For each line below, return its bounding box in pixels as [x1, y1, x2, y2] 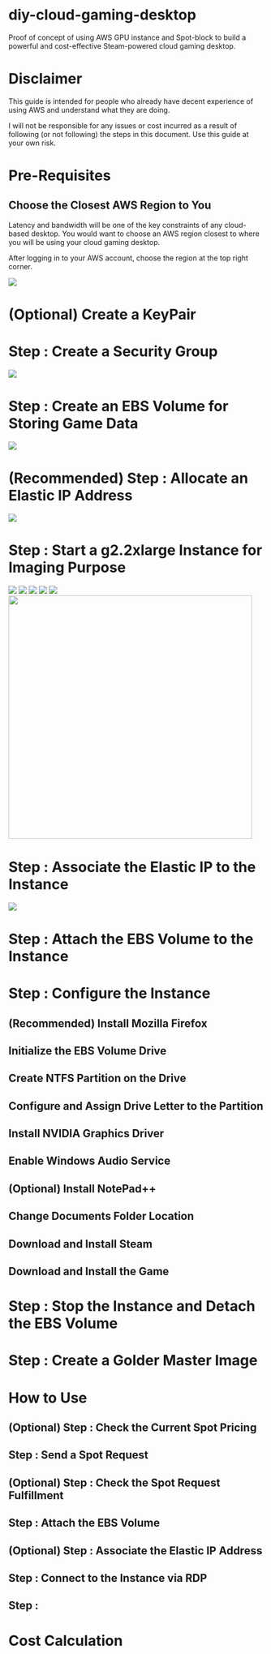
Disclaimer [8, 70, 83, 88]
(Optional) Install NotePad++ [8, 1182, 157, 1196]
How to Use [8, 1389, 88, 1407]
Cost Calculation [8, 1631, 123, 1650]
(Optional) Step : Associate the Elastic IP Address [8, 1544, 263, 1557]
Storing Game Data [8, 415, 139, 433]
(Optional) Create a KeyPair [8, 306, 196, 324]
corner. [8, 261, 32, 271]
